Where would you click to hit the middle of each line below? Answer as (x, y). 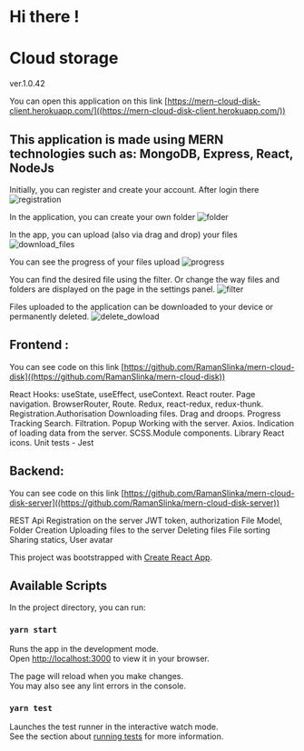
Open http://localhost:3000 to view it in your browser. (110, 658)
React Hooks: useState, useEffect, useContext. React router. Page (132, 394)
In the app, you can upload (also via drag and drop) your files (123, 235)
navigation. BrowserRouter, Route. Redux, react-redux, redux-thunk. (137, 404)
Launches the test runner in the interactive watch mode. (114, 726)
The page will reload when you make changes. (97, 676)
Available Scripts (58, 585)
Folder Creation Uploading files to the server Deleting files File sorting (140, 530)
